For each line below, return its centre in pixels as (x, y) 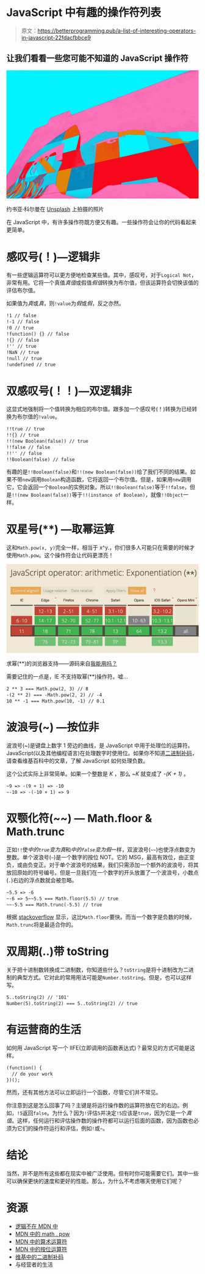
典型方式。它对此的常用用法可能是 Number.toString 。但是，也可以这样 (104, 977)
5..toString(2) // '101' (38, 997)
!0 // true (20, 328)
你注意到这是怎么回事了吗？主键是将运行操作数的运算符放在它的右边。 (95, 1105)
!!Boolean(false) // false (41, 460)
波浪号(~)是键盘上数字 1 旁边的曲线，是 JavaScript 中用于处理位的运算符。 (100, 745)
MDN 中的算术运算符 (41, 1242)
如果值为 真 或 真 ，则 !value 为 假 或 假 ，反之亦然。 (65, 303)
